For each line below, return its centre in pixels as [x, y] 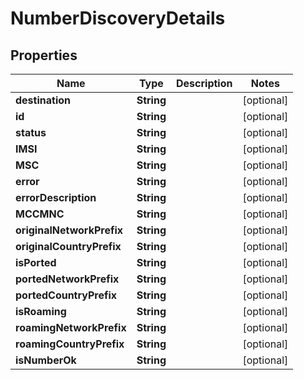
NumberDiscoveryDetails [118, 18]
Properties [44, 55]
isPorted [36, 262]
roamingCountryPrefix [70, 344]
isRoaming [41, 311]
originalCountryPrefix [68, 246]
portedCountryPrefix [66, 295]
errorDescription [56, 197]
